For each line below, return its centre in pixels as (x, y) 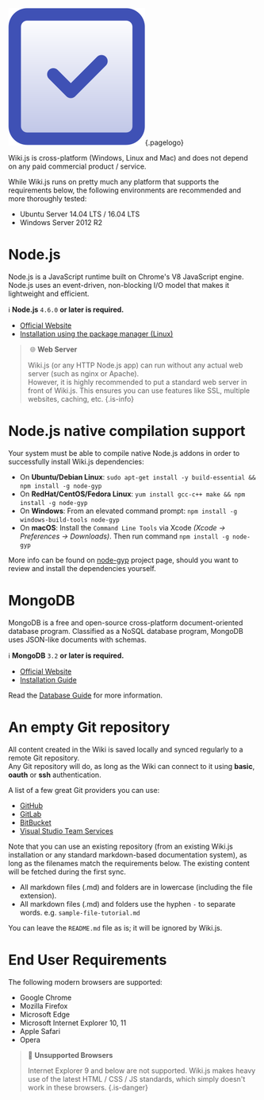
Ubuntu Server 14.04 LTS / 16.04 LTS (80, 214)
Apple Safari (40, 1031)
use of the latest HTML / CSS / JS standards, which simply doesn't (136, 1079)
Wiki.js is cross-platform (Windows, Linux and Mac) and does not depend (128, 158)
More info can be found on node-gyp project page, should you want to (124, 560)
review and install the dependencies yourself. (82, 568)
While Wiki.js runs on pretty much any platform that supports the (114, 182)
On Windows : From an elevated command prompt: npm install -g (128, 511)
